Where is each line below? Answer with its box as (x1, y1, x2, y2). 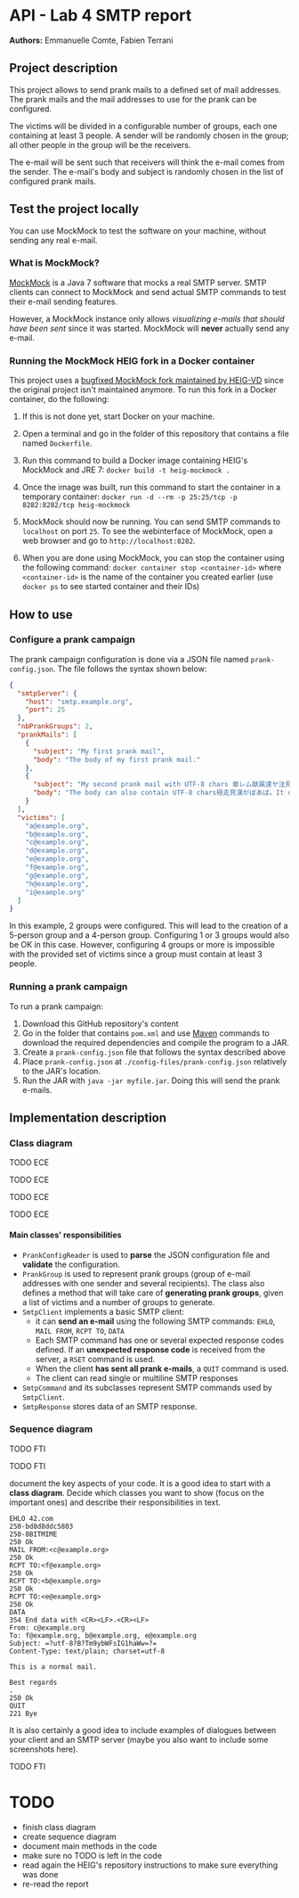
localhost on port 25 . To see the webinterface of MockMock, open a (21, 526, 273, 537)
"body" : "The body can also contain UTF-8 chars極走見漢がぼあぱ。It (32, 788, 285, 798)
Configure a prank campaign (9, 634, 136, 646)
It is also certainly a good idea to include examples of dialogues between (9, 1724, 277, 1735)
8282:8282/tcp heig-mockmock (21, 501, 131, 510)
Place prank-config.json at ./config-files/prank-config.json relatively (21, 1056, 287, 1066)
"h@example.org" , (25, 879, 90, 888)
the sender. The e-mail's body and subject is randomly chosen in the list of (9, 166, 284, 177)
